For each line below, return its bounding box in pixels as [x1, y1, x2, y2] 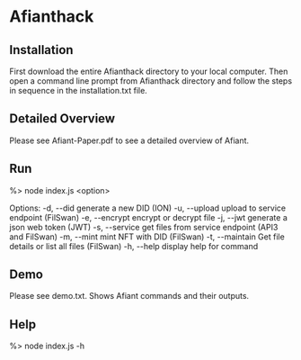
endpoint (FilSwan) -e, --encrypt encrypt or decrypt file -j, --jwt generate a [9, 211, 288, 222]
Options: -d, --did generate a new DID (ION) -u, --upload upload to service [9, 202, 286, 213]
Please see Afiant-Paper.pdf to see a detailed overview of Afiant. [9, 135, 250, 146]
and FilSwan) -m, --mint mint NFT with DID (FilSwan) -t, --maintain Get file [9, 231, 285, 242]
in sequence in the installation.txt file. [9, 85, 148, 95]
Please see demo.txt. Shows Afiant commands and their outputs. [9, 291, 250, 301]
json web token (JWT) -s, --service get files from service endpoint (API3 [9, 221, 279, 232]
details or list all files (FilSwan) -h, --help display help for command [9, 240, 259, 251]
